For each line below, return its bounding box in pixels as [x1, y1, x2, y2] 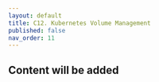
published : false [8, 26, 66, 34]
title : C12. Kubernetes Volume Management [8, 19, 151, 27]
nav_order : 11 [8, 33, 56, 42]
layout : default [8, 11, 62, 20]
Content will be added [8, 63, 119, 76]
